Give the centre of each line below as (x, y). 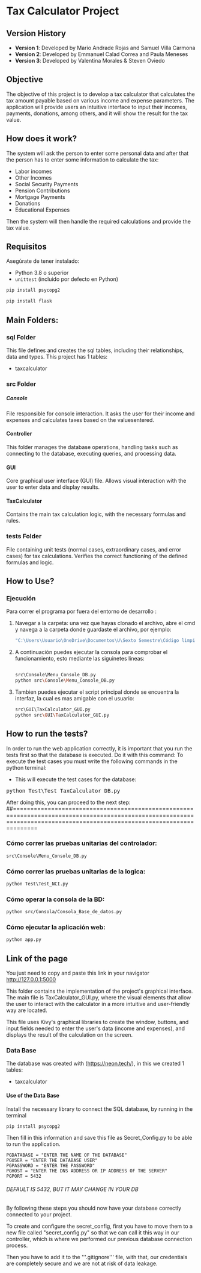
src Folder (21, 384)
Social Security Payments (46, 184)
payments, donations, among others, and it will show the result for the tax (97, 113)
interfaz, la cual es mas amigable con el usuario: (74, 698)
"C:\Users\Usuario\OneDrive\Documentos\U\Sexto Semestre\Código (97, 641)
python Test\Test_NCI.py (37, 884)
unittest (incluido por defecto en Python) (67, 279)
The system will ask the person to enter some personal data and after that (97, 153)
